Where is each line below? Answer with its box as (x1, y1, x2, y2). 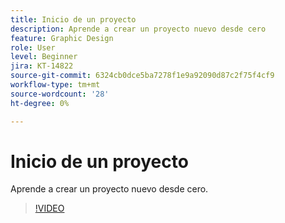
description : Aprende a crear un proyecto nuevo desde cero (10, 24, 267, 34)
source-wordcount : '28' (10, 89, 110, 99)
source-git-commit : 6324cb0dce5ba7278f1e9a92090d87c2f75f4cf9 (10, 71, 275, 81)
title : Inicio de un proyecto (10, 14, 137, 25)
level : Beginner (10, 52, 78, 62)
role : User (10, 42, 56, 53)
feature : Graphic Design (10, 33, 114, 43)
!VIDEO (34, 202, 65, 215)
